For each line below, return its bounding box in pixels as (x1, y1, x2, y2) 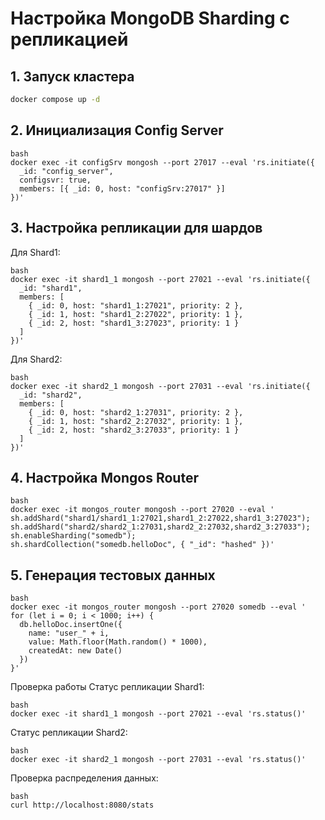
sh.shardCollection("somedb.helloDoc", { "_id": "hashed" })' (10, 540, 275, 550)
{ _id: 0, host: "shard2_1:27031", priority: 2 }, (28, 407, 244, 417)
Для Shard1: (10, 246, 61, 258)
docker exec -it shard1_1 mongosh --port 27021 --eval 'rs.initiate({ (10, 274, 311, 284)
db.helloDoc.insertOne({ (19, 620, 123, 630)
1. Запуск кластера (10, 68, 135, 85)
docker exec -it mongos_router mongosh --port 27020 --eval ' (10, 505, 275, 515)
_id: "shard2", (19, 390, 83, 400)
